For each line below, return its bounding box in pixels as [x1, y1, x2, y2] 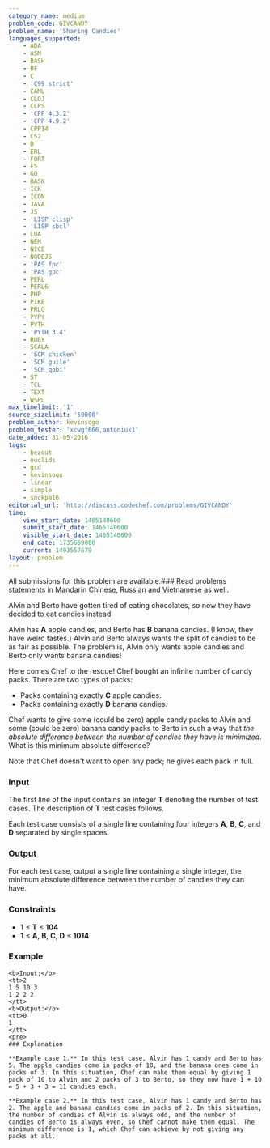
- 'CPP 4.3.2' [23, 110, 70, 118]
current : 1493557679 [23, 546, 92, 555]
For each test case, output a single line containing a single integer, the [8, 866, 242, 876]
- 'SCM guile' [23, 358, 70, 367]
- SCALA [23, 343, 49, 351]
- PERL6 [23, 283, 49, 291]
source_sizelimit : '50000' [8, 410, 99, 419]
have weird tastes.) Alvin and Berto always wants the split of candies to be [8, 633, 256, 643]
